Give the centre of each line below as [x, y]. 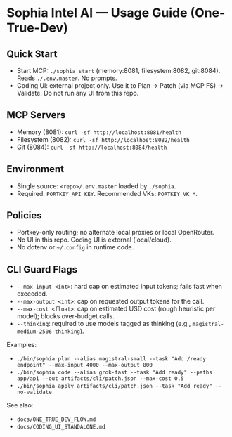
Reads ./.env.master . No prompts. [67, 78]
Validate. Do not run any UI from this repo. [78, 93]
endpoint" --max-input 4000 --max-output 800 [84, 365]
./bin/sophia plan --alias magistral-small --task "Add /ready [111, 359]
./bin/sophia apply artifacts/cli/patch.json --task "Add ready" [114, 386]
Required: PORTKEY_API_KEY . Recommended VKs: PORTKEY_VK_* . [107, 193]
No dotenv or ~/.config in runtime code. [75, 247]
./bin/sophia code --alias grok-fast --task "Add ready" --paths [114, 373]
